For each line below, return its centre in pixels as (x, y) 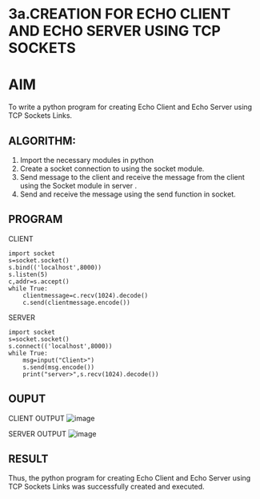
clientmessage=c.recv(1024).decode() (86, 295)
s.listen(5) (28, 274)
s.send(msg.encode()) (58, 367)
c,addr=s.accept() (39, 282)
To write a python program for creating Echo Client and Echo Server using (130, 107)
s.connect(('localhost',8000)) (60, 346)
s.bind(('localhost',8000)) (55, 267)
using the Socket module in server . (78, 185)
